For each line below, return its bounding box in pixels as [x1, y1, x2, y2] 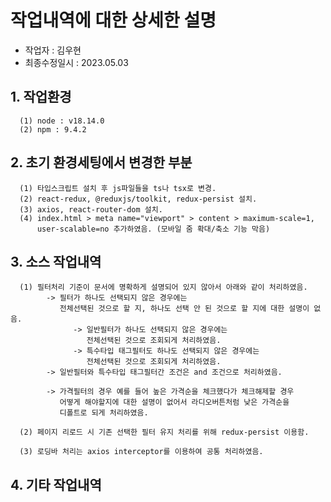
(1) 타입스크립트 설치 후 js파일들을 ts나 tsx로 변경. [19, 183, 217, 193]
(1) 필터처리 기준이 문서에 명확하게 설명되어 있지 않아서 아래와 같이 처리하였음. [19, 282, 308, 293]
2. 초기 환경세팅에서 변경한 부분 [10, 154, 193, 171]
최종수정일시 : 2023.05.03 [24, 56, 129, 68]
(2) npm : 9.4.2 [19, 124, 87, 135]
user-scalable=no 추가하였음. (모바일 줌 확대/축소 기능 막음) [36, 224, 271, 234]
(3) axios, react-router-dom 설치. [19, 204, 163, 215]
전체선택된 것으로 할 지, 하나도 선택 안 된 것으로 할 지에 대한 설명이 [59, 304, 310, 314]
